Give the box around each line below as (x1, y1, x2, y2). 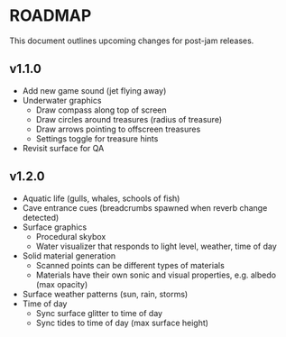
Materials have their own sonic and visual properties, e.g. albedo (35, 269, 277, 280)
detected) (22, 212, 60, 223)
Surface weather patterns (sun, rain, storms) (22, 288, 189, 299)
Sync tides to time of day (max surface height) (35, 317, 209, 328)
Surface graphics (22, 222, 88, 232)
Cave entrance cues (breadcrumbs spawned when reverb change (22, 202, 268, 213)
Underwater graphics (22, 95, 102, 105)
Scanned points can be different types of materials (35, 260, 226, 270)
